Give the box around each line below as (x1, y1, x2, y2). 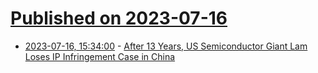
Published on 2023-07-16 (10, 7, 228, 30)
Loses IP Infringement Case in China (24, 50, 176, 62)
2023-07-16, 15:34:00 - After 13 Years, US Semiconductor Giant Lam (24, 40, 308, 52)
